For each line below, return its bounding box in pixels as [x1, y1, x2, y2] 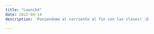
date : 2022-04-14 [5, 12, 42, 17]
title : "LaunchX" [5, 7, 42, 12]
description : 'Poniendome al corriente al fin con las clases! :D [5, 16, 149, 21]
